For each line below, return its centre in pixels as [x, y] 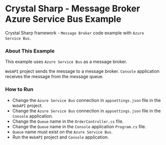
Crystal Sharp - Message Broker [73, 9]
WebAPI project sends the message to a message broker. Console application [83, 71]
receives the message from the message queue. [55, 77]
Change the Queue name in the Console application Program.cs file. [79, 126]
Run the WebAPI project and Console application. [60, 137]
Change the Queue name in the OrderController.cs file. [68, 121]
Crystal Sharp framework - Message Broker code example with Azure [75, 33]
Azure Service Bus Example [63, 19]
